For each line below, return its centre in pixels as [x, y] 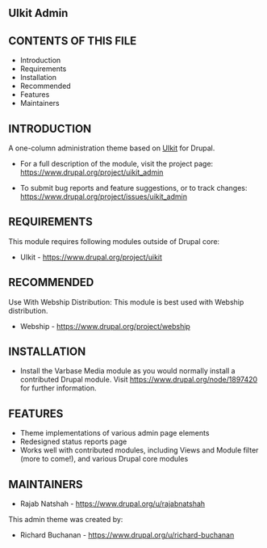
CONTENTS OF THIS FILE [73, 41]
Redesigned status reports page [73, 442]
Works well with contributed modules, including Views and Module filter [139, 450]
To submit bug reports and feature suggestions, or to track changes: [133, 188]
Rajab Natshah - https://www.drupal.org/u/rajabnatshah [113, 504]
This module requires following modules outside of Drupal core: [114, 241]
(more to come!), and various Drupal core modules [104, 459]
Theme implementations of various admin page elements [115, 433]
